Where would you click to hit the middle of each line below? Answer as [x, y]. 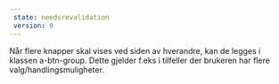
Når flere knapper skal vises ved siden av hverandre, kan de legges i [135, 50]
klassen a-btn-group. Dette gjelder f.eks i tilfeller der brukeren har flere [139, 60]
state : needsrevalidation [61, 17]
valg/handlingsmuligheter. [57, 69]
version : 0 [33, 26]
